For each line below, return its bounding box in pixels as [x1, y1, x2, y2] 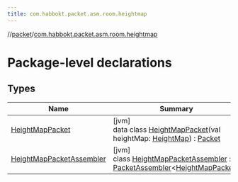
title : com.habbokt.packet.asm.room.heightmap [7, 10, 147, 18]
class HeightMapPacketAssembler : [113, 154, 232, 164]
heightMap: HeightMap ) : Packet [113, 133, 221, 143]
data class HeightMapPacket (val [113, 125, 221, 135]
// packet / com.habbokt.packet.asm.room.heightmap [7, 30, 158, 38]
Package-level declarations [7, 55, 172, 71]
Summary [159, 103, 193, 113]
